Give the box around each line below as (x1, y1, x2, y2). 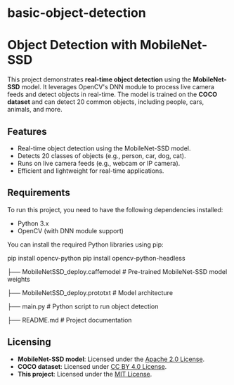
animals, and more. (7, 105, 63, 114)
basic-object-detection (7, 5, 146, 21)
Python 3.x (17, 219, 49, 228)
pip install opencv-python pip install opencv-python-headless (7, 254, 186, 262)
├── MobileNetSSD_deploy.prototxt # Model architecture (7, 288, 174, 296)
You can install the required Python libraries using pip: (7, 240, 164, 249)
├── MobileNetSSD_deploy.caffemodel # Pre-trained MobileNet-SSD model (7, 267, 228, 275)
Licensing (7, 336, 51, 348)
